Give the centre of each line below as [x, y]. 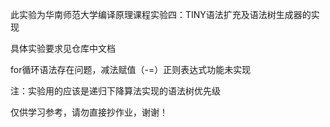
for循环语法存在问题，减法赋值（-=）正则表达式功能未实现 [131, 69]
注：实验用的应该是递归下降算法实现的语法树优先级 [115, 91]
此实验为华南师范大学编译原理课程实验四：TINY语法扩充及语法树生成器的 [161, 14]
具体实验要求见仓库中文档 [63, 48]
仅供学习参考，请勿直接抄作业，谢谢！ [89, 112]
